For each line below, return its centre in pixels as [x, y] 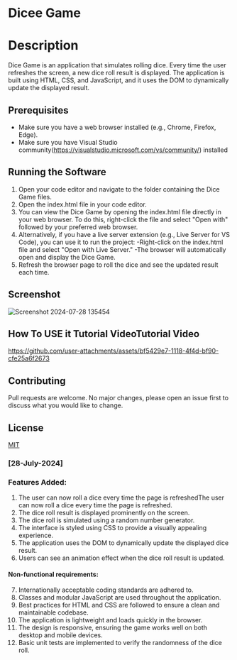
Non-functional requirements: [53, 574]
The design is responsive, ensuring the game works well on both [113, 628]
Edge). [28, 134]
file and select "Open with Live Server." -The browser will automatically [122, 249]
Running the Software [57, 172]
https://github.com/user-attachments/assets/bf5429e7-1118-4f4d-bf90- [114, 351]
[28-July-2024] [35, 463]
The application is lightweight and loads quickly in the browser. [110, 620]
